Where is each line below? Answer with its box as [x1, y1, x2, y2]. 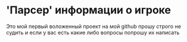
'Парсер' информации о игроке [6, 3, 172, 17]
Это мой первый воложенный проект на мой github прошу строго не [6, 23, 182, 30]
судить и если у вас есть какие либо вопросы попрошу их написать [6, 29, 180, 36]
